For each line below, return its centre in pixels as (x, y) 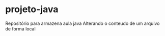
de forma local (20, 28)
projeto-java (32, 9)
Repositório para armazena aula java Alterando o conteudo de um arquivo (82, 23)
